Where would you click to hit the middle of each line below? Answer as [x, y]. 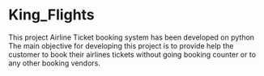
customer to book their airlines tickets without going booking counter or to [132, 54]
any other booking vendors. [55, 63]
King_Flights [51, 15]
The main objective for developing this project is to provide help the [121, 45]
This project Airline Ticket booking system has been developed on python [132, 37]
